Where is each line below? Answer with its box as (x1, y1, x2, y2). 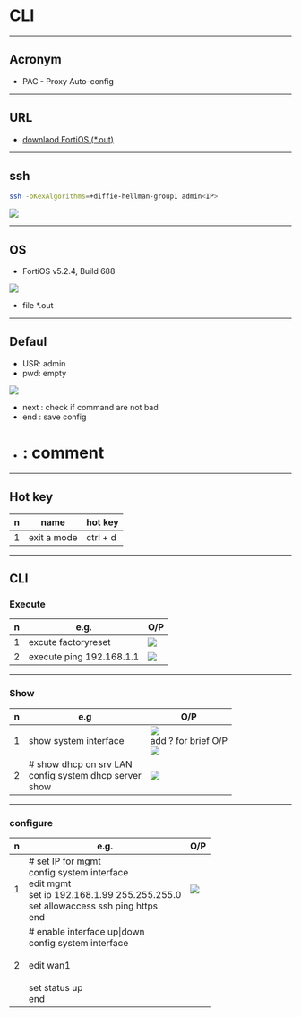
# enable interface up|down (28, 925, 145, 937)
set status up (28, 981, 83, 994)
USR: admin (21, 358, 66, 368)
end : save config (21, 411, 87, 422)
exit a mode (28, 530, 78, 543)
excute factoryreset (28, 636, 111, 649)
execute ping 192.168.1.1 (28, 651, 140, 663)
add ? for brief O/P (150, 734, 228, 746)
